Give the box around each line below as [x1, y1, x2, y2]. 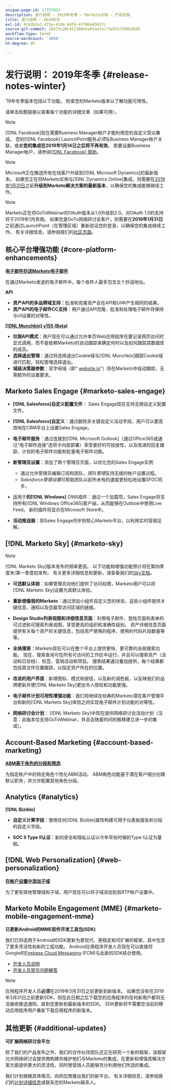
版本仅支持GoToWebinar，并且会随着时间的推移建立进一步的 [26, 716, 153, 723]
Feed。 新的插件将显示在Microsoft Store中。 [12, 507, 106, 513]
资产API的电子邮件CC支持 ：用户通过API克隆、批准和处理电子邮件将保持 [12, 306, 164, 312]
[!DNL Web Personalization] [5, 856, 95, 865]
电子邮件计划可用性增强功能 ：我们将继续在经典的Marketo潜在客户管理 [12, 693, 160, 699]
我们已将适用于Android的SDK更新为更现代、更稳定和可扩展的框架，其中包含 [5, 937, 165, 943]
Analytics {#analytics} [5, 793, 79, 801]
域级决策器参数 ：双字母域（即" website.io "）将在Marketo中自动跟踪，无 [12, 365, 165, 372]
